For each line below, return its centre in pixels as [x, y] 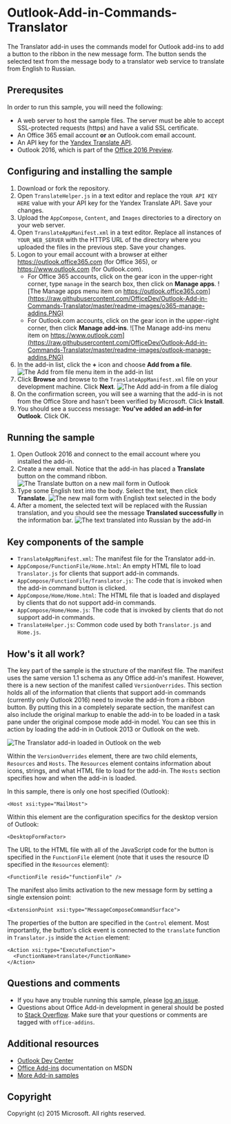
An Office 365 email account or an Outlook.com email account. [107, 135]
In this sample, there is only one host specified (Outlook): [88, 792]
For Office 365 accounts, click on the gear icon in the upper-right [120, 276]
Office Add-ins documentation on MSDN [74, 1068]
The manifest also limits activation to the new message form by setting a [110, 890]
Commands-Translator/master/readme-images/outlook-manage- [119, 350]
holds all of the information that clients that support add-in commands [107, 692]
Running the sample [51, 437]
